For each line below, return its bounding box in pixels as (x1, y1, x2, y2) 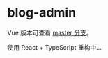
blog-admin (7, 5, 77, 21)
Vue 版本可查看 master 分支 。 (7, 28, 93, 37)
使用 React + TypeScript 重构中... (7, 43, 102, 51)
